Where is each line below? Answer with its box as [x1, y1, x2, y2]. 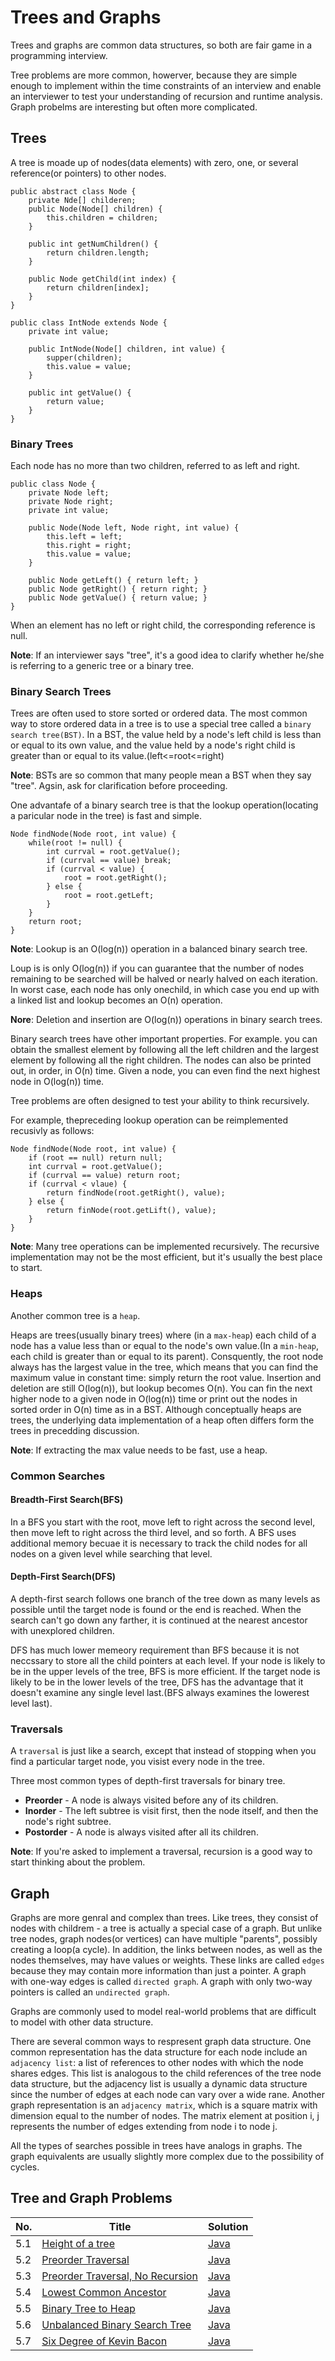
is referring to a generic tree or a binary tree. [10, 660, 195, 672]
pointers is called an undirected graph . [10, 1986, 170, 1998]
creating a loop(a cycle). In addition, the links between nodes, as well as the [10, 1944, 323, 1956]
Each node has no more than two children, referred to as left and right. [10, 460, 301, 472]
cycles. [10, 2161, 40, 2173]
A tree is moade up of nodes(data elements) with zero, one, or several [10, 156, 299, 168]
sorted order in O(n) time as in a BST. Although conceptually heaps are [10, 1403, 302, 1415]
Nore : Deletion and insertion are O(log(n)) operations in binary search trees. [10, 1014, 323, 1026]
